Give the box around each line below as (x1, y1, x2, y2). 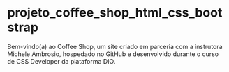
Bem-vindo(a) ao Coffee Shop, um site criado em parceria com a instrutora (7, 42, 223, 51)
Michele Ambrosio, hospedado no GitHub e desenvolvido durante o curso (7, 50, 219, 58)
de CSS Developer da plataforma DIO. (7, 57, 116, 65)
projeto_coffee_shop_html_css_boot (7, 5, 223, 21)
